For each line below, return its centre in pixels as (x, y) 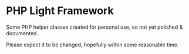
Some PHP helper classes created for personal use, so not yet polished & (95, 27)
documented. (22, 33)
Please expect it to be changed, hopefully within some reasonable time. (92, 45)
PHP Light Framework (60, 11)
